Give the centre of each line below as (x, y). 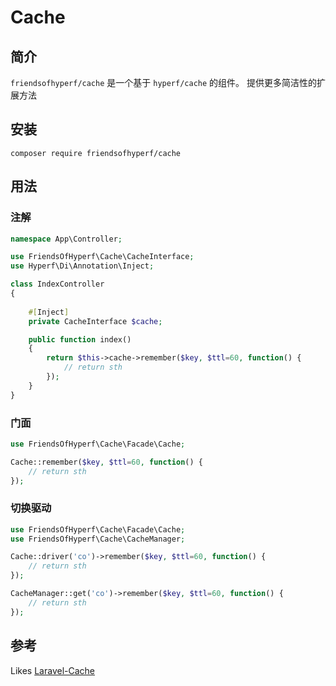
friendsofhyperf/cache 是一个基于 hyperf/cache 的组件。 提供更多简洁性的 (163, 82)
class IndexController (57, 284)
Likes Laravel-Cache (52, 670)
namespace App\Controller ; (66, 239)
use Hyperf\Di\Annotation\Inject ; (82, 266)
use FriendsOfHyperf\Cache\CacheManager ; (98, 539)
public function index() (80, 339)
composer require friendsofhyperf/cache (96, 153)
